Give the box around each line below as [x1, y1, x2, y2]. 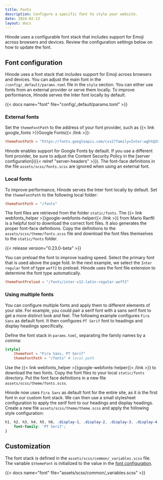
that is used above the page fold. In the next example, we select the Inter [5, 260, 152, 266]
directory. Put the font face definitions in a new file [5, 375, 106, 381]
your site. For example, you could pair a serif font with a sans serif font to [5, 307, 151, 313]
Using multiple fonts [5, 291, 54, 298]
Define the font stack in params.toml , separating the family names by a [5, 332, 146, 338]
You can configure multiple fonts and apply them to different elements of [5, 302, 150, 308]
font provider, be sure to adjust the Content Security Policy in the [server [5, 153, 150, 159]
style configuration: [5, 410, 44, 416]
